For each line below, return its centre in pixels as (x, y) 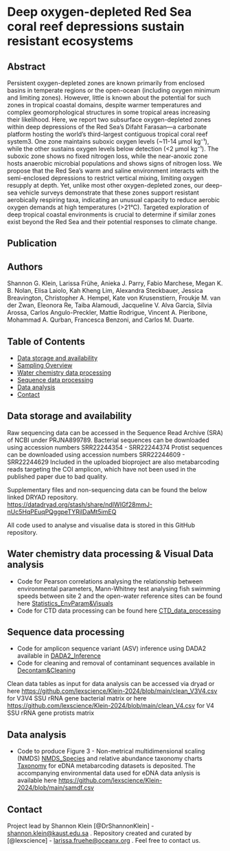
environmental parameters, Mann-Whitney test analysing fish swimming (119, 588)
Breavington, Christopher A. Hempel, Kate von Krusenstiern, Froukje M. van (114, 298)
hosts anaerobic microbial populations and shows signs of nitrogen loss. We (115, 163)
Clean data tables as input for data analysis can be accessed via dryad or (111, 684)
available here (37, 780)
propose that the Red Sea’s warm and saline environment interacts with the (113, 170)
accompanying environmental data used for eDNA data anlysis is (108, 773)
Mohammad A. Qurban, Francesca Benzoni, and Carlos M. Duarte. (101, 320)
